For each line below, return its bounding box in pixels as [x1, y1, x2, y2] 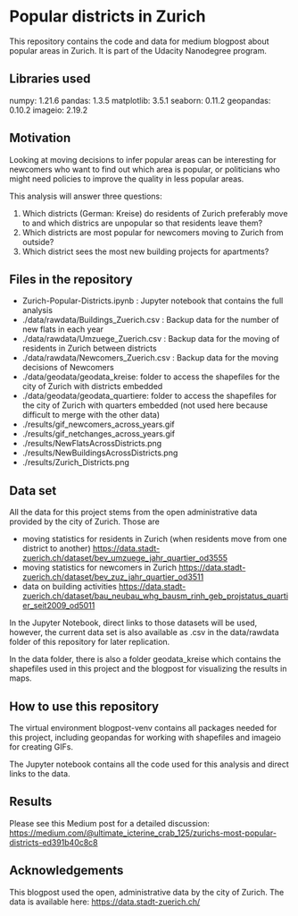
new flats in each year [21, 324, 104, 335]
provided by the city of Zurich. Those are [9, 516, 161, 527]
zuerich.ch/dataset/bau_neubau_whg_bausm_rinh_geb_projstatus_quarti [21, 590, 288, 601]
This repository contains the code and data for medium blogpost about [9, 36, 269, 47]
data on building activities [21, 581, 118, 592]
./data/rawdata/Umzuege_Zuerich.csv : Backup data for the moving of [21, 334, 280, 344]
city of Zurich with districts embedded [21, 381, 163, 392]
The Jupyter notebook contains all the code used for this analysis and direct [9, 759, 289, 769]
